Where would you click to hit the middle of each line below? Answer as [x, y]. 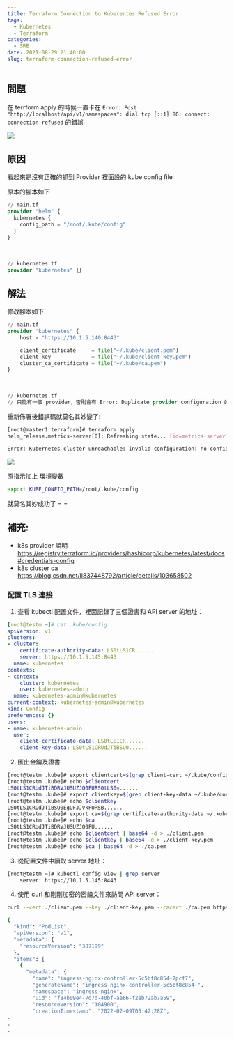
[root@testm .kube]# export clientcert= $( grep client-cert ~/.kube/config [118, 775]
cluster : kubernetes [49, 683]
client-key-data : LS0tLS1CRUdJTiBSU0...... [84, 748]
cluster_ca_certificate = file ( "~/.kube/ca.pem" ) [93, 363]
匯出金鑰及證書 [39, 762]
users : [17, 722]
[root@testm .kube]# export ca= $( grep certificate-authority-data [106, 814]
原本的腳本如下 [29, 192]
